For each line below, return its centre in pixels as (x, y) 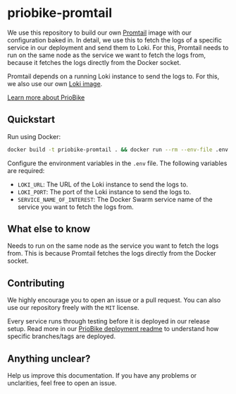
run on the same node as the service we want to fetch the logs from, (107, 55)
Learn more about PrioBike (46, 97)
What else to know (49, 229)
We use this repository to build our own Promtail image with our (99, 32)
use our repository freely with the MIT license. (73, 308)
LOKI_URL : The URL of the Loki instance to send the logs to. (103, 184)
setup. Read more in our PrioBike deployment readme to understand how (113, 329)
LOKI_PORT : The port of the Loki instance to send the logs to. (104, 191)
